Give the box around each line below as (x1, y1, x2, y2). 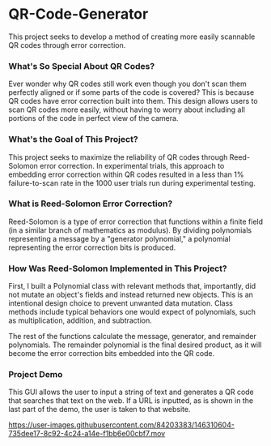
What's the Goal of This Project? (8, 134, 139, 145)
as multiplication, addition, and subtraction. (8, 315, 152, 325)
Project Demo (8, 369, 63, 380)
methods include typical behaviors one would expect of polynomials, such (8, 307, 256, 317)
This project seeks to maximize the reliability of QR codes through (8, 152, 228, 162)
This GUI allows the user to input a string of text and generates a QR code (8, 387, 255, 397)
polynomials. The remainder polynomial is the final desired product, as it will (8, 340, 262, 350)
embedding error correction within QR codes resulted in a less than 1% (8, 169, 244, 179)
